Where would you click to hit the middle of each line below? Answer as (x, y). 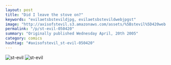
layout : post (19, 10)
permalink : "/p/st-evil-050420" (40, 29)
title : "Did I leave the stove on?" (44, 15)
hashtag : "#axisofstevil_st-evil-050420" (50, 43)
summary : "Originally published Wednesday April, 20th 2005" (72, 34)
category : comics (24, 39)
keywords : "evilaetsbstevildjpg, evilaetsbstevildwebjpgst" (71, 19)
